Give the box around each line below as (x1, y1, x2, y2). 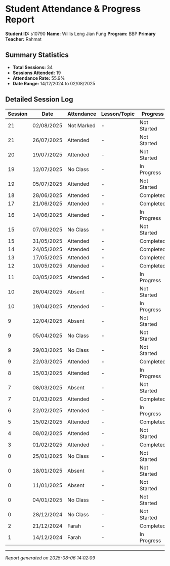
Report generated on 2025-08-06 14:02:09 (5, 554, 95, 561)
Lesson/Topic (101, 110, 135, 117)
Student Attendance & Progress (5, 3, 141, 15)
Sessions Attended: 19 (12, 70, 61, 76)
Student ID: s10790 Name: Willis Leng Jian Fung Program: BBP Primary (5, 30, 156, 37)
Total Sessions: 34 (12, 64, 53, 70)
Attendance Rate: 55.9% (12, 75, 65, 81)
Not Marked (67, 122, 96, 129)
